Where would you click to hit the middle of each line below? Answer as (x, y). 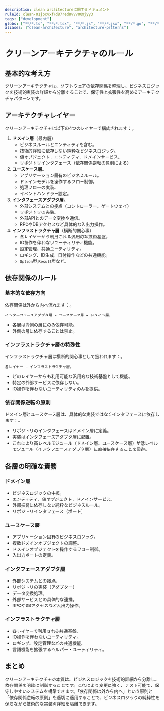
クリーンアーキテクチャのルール (69, 54)
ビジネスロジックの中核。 (38, 493)
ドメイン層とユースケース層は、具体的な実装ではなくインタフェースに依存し (82, 414)
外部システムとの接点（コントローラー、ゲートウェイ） (75, 206)
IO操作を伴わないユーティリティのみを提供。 (57, 389)
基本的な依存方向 (25, 293)
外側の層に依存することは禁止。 (44, 331)
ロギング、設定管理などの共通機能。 (49, 643)
